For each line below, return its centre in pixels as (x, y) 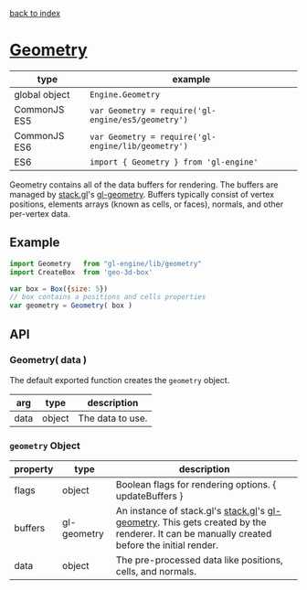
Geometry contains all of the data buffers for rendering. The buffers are (144, 184)
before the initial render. (167, 545)
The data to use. (113, 418)
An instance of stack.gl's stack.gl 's (191, 511)
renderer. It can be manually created (194, 534)
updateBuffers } (149, 496)
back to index (35, 13)
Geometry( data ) (48, 360)
